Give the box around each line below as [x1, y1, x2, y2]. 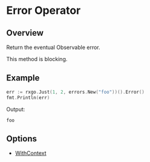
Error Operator [6, 4, 81, 18]
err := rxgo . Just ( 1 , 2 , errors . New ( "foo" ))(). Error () [6, 89, 145, 95]
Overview [6, 28, 44, 38]
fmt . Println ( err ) [6, 94, 50, 100]
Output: [6, 105, 25, 112]
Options [6, 134, 37, 144]
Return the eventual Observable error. [6, 44, 101, 51]
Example [6, 73, 40, 83]
